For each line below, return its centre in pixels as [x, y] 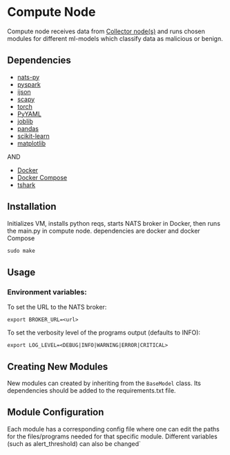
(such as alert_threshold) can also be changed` [74, 443]
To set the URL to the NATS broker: [57, 307]
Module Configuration [56, 412]
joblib [25, 121]
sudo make [21, 251]
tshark [26, 185]
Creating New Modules [58, 367]
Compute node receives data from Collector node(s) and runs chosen [106, 31]
